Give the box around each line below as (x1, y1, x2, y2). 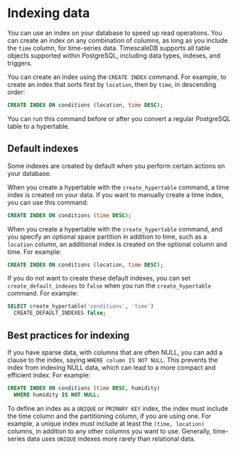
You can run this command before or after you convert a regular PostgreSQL (7, 114, 231, 122)
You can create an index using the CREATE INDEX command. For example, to (7, 73, 227, 81)
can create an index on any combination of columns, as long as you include (7, 36, 229, 44)
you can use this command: (7, 198, 89, 206)
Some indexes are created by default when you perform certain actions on (7, 162, 225, 170)
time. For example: (7, 247, 62, 256)
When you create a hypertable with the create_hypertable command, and (7, 224, 222, 233)
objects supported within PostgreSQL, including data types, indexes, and (7, 51, 221, 60)
